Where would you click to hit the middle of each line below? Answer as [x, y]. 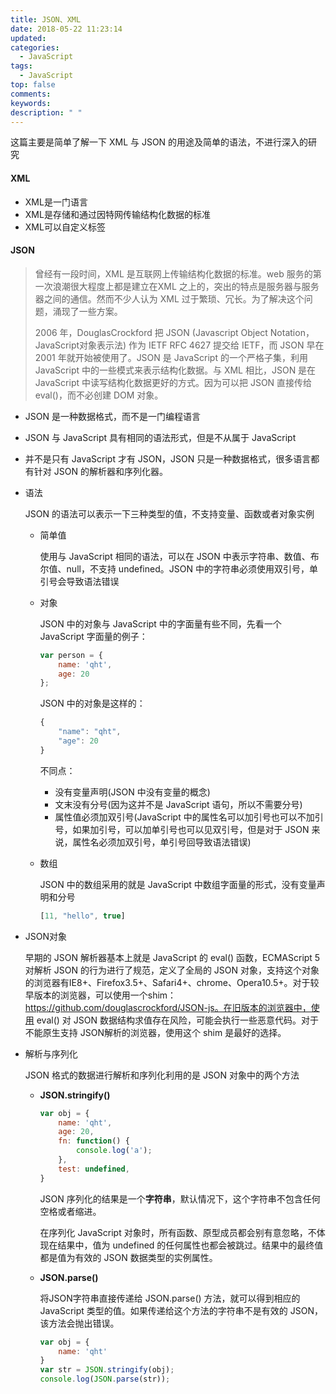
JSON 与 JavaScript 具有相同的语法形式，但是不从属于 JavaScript [160, 437]
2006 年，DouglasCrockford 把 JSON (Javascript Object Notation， [174, 332]
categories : [35, 47]
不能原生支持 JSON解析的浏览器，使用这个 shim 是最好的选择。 [155, 1032]
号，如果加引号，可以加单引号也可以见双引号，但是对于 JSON [182, 829]
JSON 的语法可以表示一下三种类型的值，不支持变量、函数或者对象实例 [169, 513]
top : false [33, 85]
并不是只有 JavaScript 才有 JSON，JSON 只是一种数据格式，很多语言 [168, 458]
